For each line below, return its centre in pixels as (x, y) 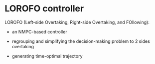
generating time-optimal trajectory (47, 56)
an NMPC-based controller (40, 32)
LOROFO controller (44, 9)
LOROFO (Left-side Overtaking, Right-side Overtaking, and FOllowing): (77, 22)
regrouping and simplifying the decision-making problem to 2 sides (81, 41)
